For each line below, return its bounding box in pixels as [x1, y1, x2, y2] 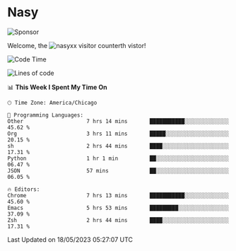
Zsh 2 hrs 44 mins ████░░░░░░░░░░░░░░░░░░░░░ [7, 216, 230, 223]
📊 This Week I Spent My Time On [7, 83, 107, 91]
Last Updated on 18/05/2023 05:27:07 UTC [7, 235, 133, 244]
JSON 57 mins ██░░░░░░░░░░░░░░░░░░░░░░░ [7, 167, 230, 174]
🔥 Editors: [7, 185, 40, 193]
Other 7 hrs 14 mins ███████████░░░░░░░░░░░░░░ [7, 117, 230, 124]
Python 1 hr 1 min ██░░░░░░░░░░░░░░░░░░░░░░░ [7, 155, 230, 162]
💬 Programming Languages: [7, 111, 83, 119]
